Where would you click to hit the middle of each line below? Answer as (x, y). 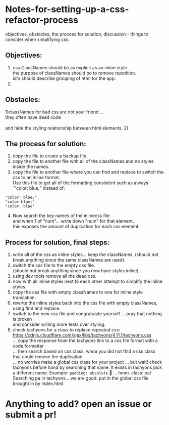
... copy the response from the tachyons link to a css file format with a (85, 341)
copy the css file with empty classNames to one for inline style (77, 292)
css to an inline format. (36, 178)
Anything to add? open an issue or (79, 404)
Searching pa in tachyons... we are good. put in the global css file (80, 378)
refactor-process (42, 20)
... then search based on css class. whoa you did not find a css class (84, 351)
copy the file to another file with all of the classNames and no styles (83, 161)
